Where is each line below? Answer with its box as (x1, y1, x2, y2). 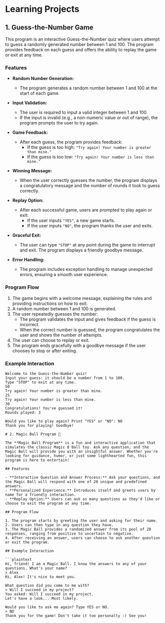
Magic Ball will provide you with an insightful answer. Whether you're (5, 449, 158, 454)
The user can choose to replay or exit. (12, 337, 90, 343)
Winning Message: (12, 168, 52, 174)
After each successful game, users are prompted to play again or (19, 207, 152, 213)
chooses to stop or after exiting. (12, 347, 78, 354)
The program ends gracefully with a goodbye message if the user (12, 342, 146, 348)
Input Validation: (12, 100, 47, 106)
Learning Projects (5, 3, 80, 15)
